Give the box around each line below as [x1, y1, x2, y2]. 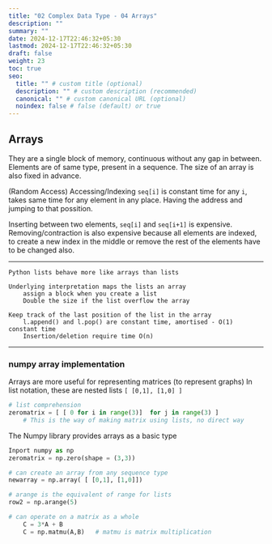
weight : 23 [8, 57, 45, 66]
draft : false [8, 49, 53, 57]
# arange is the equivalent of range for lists [8, 491, 172, 499]
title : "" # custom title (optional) [15, 79, 143, 87]
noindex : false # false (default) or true [15, 102, 161, 110]
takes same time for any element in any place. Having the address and [8, 195, 243, 205]
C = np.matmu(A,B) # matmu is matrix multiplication [23, 528, 212, 536]
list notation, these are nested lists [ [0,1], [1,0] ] [8, 385, 183, 395]
